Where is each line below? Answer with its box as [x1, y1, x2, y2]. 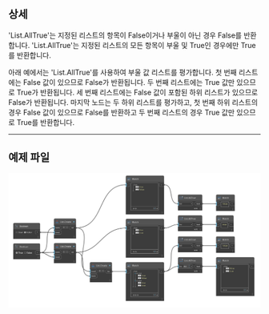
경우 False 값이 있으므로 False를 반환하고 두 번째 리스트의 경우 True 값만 [8, 107, 235, 117]
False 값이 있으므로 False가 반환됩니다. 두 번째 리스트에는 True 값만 [22, 77, 235, 87]
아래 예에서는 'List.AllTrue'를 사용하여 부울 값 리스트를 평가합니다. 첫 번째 [8, 67, 238, 77]
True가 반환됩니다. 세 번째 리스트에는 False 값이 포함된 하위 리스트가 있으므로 [16, 87, 259, 97]
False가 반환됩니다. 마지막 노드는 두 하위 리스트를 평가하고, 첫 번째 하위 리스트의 [8, 97, 259, 107]
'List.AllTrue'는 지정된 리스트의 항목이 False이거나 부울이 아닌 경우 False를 [8, 30, 243, 40]
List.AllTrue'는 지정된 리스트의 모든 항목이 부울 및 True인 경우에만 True [33, 40, 256, 50]
